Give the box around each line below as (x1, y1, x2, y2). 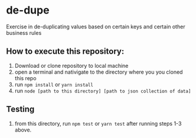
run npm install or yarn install (14, 81, 93, 88)
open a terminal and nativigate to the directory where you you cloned (14, 68, 183, 75)
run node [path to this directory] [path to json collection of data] (14, 87, 191, 94)
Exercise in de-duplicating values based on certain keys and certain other (6, 23, 185, 30)
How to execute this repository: (6, 47, 125, 57)
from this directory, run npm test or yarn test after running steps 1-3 (14, 120, 182, 127)
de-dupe (6, 4, 50, 17)
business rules (6, 29, 42, 36)
